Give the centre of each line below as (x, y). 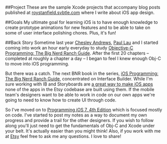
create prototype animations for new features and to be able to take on (78, 27)
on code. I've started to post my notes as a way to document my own (76, 115)
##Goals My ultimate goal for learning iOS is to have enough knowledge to (82, 22)
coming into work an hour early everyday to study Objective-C (69, 48)
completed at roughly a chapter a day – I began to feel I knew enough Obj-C (83, 58)
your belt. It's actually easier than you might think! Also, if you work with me (83, 131)
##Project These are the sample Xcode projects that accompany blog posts (83, 7)
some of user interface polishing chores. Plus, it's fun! (61, 33)
